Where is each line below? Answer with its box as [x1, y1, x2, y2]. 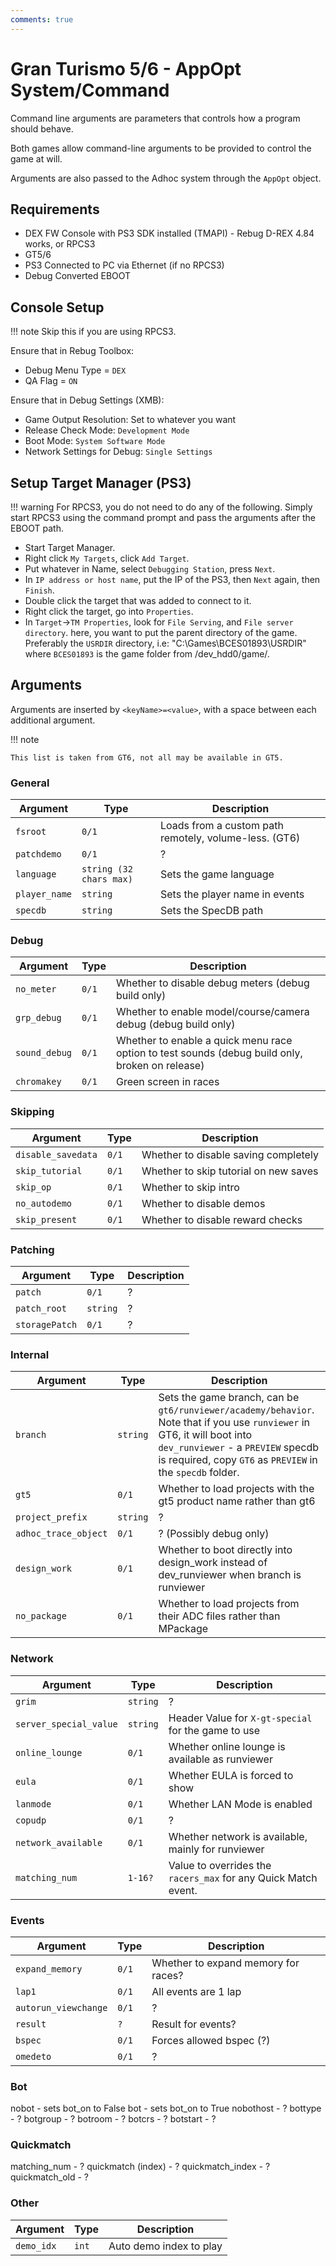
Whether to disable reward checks [141, 1212, 303, 1226]
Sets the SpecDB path [159, 904, 264, 918]
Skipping [10, 1105, 55, 1119]
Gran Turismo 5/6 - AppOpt [10, 57, 242, 80]
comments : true [10, 14, 74, 25]
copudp [15, 1814, 47, 1826]
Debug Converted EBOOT [24, 270, 132, 282]
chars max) [81, 874, 133, 885]
